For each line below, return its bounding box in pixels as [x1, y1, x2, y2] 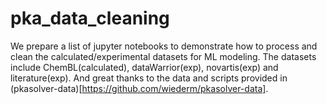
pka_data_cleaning [10, 7, 170, 30]
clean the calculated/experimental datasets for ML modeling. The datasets [10, 50, 317, 62]
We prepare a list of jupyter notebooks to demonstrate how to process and [10, 40, 318, 52]
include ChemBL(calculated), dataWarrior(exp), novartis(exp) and [10, 61, 279, 73]
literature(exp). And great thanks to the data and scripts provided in [10, 72, 288, 84]
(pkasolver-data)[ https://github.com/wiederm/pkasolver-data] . [10, 82, 269, 94]
